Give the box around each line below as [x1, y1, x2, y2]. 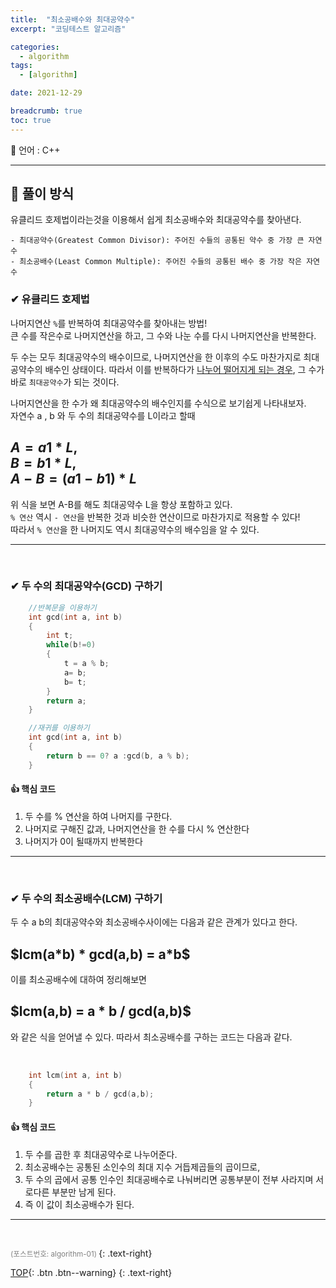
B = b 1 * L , [10, 455, 77, 472]
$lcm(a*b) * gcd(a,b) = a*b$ [10, 946, 191, 963]
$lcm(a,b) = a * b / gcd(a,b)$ [10, 1003, 192, 1020]
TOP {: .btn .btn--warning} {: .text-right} [10, 1266, 173, 1278]
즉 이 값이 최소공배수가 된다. [24, 1198, 135, 1210]
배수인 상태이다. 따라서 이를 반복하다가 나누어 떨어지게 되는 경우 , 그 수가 [44, 363, 325, 375]
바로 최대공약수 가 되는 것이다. [10, 376, 120, 388]
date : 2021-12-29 [10, 88, 83, 98]
